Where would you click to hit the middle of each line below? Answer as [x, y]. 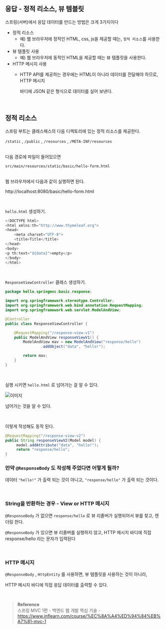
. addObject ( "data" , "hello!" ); [73, 347]
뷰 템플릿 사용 [26, 51]
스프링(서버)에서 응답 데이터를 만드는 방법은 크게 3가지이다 [62, 22]
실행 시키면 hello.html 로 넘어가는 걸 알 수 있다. [52, 385]
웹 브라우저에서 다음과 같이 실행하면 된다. [45, 181]
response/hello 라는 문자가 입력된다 [40, 539]
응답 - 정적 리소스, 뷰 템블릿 [45, 9]
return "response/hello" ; [43, 450]
